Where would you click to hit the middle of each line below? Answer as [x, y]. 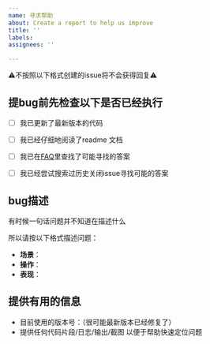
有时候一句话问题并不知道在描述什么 [67, 221]
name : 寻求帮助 [31, 15]
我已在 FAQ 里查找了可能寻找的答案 [75, 157]
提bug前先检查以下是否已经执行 [86, 102]
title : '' [24, 30]
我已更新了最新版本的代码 [61, 122]
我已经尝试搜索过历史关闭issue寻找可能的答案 [94, 174]
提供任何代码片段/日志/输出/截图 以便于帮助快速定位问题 [111, 331]
